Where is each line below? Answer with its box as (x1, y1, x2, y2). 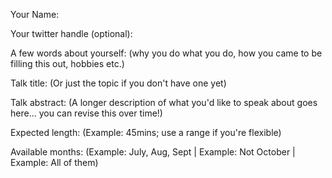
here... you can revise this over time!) (10, 107, 163, 119)
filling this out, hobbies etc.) (10, 58, 125, 69)
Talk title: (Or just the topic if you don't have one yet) (10, 77, 227, 89)
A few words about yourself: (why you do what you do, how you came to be (10, 47, 323, 59)
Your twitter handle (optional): (10, 28, 133, 39)
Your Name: (10, 9, 60, 20)
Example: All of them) (10, 157, 99, 168)
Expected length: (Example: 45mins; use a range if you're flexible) (10, 127, 282, 138)
